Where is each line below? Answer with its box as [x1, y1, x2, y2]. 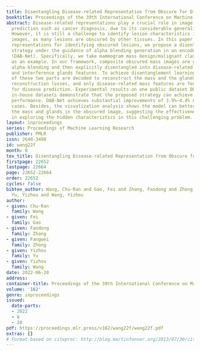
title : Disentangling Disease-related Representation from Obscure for [6, 8, 187, 15]
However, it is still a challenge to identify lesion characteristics [11, 31, 190, 37]
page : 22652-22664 [6, 170, 52, 176]
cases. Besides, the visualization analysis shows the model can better [11, 103, 196, 109]
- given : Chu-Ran [6, 203, 49, 209]
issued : [6, 297, 26, 303]
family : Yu [11, 253, 39, 259]
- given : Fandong [6, 225, 49, 231]
